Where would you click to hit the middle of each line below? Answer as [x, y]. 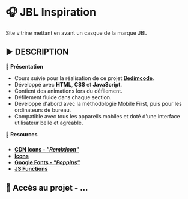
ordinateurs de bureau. [43, 110]
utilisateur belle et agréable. [49, 123]
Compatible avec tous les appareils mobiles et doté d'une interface [97, 116]
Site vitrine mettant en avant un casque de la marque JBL [77, 33]
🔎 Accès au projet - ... [47, 188]
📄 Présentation [24, 66]
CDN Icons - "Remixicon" [47, 150]
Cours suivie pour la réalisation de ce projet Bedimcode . [84, 78]
